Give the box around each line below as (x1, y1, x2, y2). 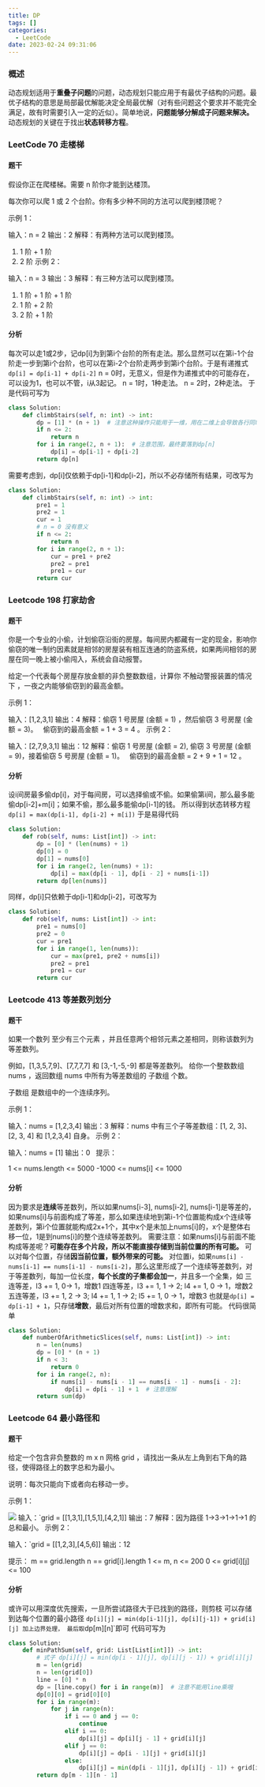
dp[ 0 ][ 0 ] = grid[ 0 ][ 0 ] (36, 1691, 111, 1698)
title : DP (8, 11, 41, 20)
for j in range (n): (50, 1705, 114, 1713)
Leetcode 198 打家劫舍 (8, 594, 95, 605)
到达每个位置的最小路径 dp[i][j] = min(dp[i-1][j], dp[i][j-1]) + (8, 1613, 228, 1623)
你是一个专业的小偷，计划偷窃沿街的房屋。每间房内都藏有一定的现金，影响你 (8, 635, 257, 644)
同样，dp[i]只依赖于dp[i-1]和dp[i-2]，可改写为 (8, 892, 157, 902)
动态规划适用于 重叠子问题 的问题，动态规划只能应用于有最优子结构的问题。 (8, 88, 250, 97)
